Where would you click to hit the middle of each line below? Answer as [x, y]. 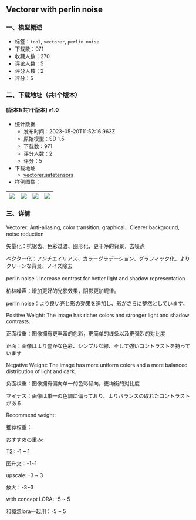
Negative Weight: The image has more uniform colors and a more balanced [97, 365]
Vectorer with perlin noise [55, 10]
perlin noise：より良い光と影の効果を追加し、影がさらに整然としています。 [97, 303]
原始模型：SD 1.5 [44, 139]
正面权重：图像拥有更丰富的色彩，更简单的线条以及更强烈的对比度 [86, 334]
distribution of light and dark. [41, 371]
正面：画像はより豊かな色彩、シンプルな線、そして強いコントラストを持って [98, 346]
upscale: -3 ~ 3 [25, 475]
